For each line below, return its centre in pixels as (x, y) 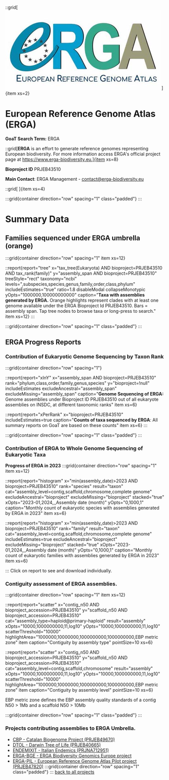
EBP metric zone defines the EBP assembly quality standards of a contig (81, 700)
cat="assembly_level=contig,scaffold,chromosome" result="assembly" (79, 669)
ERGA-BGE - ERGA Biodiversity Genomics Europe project (72, 756)
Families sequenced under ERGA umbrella (73, 238)
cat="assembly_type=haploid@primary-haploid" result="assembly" (75, 621)
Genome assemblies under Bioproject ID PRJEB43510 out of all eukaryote (82, 399)
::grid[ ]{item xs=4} (25, 189)
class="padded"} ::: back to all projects (53, 772)
